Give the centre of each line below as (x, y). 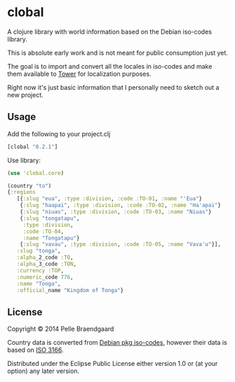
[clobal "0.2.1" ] (33, 147)
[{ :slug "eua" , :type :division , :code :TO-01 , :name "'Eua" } (109, 199)
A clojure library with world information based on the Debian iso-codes (110, 32)
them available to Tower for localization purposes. (80, 74)
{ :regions (22, 192)
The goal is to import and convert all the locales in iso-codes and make (110, 66)
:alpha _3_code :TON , (47, 264)
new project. (25, 95)
